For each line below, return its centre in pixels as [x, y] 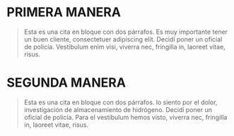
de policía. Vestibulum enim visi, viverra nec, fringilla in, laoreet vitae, [124, 47]
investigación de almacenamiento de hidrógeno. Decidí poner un [118, 109]
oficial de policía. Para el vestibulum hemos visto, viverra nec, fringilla [125, 117]
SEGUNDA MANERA [66, 83]
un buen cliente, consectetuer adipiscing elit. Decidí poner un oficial [123, 39]
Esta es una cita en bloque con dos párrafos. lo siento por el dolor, [121, 102]
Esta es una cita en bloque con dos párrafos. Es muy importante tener [125, 32]
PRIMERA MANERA [64, 12]
